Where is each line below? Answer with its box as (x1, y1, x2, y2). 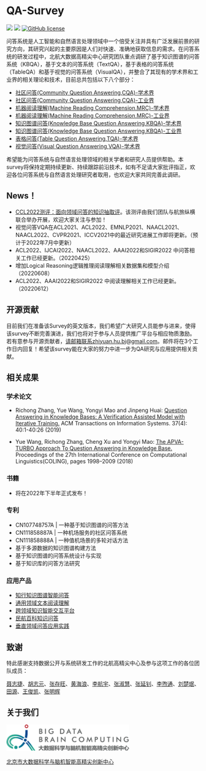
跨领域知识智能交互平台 (15, 607, 75, 614)
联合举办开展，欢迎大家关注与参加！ (15, 215, 107, 223)
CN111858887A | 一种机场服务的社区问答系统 (15, 529, 128, 536)
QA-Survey (6, 4, 64, 18)
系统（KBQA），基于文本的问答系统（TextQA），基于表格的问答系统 (6, 60, 174, 68)
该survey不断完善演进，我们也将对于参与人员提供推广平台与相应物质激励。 (6, 330, 196, 337)
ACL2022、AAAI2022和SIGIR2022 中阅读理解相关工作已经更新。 (15, 277, 180, 284)
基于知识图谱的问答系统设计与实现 (15, 552, 102, 559)
